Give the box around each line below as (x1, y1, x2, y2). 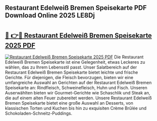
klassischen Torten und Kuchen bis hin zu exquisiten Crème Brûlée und (5, 106, 147, 111)
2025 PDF (5, 41, 35, 50)
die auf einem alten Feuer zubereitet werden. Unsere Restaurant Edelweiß (5, 95, 152, 101)
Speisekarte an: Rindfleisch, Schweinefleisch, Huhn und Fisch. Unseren (5, 85, 147, 91)
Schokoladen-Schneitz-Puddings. (5, 110, 72, 116)
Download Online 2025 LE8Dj (5, 12, 95, 20)
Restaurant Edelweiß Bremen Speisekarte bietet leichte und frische (5, 69, 139, 75)
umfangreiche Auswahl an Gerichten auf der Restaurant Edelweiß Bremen (5, 80, 152, 85)
